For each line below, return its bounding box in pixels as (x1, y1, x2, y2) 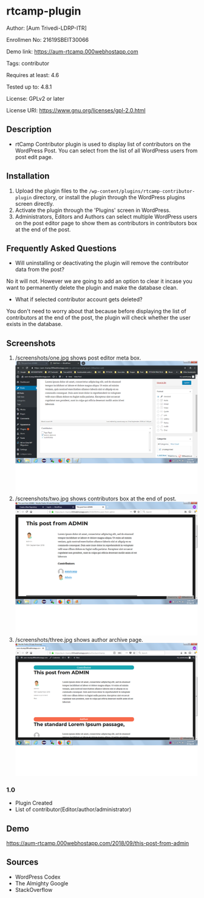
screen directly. (15, 200, 55, 207)
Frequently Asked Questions (6, 243, 117, 253)
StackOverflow (15, 886, 53, 893)
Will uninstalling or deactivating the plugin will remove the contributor (15, 259, 189, 267)
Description (6, 124, 52, 135)
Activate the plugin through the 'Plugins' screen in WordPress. (15, 206, 171, 214)
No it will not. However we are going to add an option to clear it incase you (6, 277, 192, 285)
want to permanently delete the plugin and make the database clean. (6, 284, 178, 291)
